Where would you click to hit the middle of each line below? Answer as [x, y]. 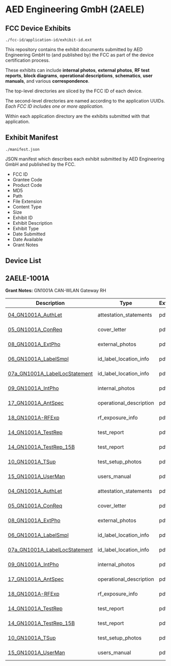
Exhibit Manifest [32, 138]
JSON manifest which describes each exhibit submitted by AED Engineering [85, 159]
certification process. [27, 60]
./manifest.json [22, 149]
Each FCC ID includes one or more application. [54, 106]
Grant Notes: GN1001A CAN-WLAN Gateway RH [56, 291]
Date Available [28, 239]
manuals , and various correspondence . [47, 81]
